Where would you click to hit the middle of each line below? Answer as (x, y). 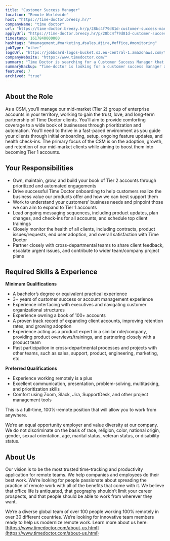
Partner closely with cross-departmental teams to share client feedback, (88, 245)
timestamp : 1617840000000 (32, 39)
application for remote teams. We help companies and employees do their (82, 475)
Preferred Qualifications (31, 368)
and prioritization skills (36, 389)
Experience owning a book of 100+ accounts (59, 315)
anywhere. (16, 415)
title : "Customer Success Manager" (43, 10)
